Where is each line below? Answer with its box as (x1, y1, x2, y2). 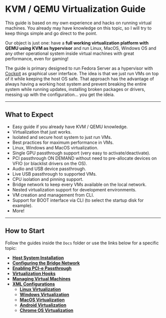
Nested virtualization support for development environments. (12, 186, 137, 192)
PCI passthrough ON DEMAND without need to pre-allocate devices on (12, 155, 157, 161)
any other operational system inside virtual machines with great (5, 50, 134, 56)
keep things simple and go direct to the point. (5, 30, 97, 36)
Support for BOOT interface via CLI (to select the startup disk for (12, 197, 144, 203)
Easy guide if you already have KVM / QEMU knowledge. (12, 124, 128, 130)
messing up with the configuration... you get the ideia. (5, 91, 115, 97)
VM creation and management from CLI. (12, 192, 94, 198)
